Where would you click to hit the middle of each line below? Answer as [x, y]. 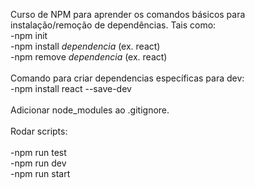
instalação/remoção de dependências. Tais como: [113, 25]
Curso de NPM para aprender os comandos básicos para [128, 14]
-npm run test [38, 152]
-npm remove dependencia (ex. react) [89, 57]
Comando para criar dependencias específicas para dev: [127, 78]
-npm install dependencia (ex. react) [85, 46]
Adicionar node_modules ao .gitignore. [90, 110]
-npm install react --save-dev [71, 88]
